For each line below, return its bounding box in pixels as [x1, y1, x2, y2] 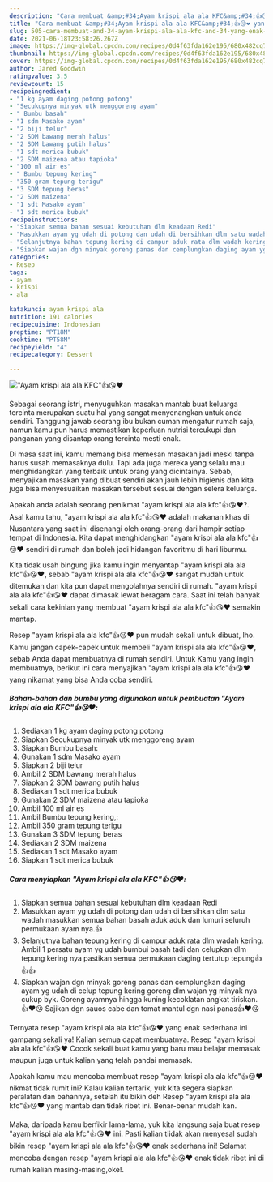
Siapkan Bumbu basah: [20, 743, 98, 753]
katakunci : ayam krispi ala [9, 306, 105, 314]
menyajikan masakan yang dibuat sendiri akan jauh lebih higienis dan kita [9, 475, 254, 485]
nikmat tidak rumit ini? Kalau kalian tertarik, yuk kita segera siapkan [9, 1083, 233, 1093]
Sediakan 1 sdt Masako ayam [20, 846, 118, 856]
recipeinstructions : [9, 216, 79, 224]
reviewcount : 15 [9, 79, 64, 88]
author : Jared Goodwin [9, 65, 86, 73]
